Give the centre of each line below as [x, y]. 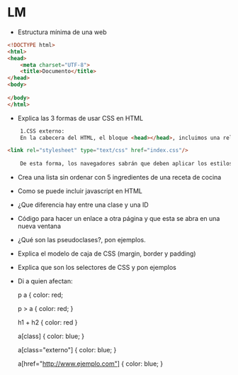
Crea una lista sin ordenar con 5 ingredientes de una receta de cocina [119, 178]
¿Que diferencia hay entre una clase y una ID [83, 205]
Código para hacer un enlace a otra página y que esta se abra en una [119, 219]
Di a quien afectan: [45, 281]
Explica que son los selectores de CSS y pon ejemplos [97, 268]
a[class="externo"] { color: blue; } [67, 350]
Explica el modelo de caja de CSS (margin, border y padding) [107, 254]
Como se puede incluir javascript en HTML [80, 191]
